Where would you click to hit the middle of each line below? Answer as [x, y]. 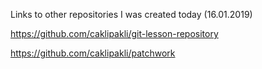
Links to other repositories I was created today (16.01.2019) [131, 14]
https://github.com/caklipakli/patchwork [93, 53]
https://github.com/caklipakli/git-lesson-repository [114, 33]
